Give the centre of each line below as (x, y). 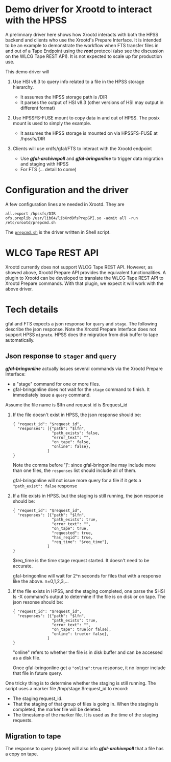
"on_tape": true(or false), (81, 629)
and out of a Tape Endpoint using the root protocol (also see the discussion (85, 51)
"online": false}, (71, 446)
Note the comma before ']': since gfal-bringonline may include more (84, 465)
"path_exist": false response (45, 486)
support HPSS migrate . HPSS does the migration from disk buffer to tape (82, 335)
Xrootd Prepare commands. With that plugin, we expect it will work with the (84, 283)
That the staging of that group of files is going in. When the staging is (86, 704)
